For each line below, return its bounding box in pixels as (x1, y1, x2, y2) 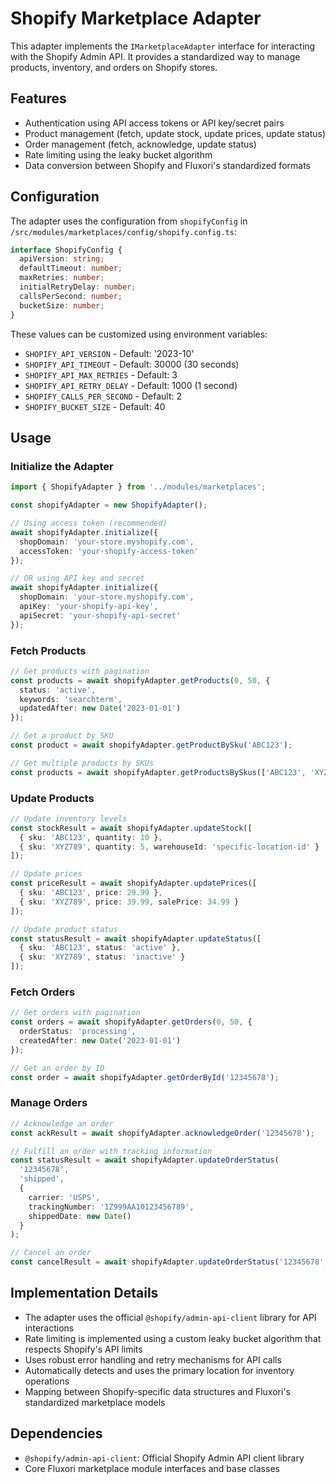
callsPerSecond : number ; (19, 291, 123, 301)
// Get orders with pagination (10, 1008, 141, 1018)
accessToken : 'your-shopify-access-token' (19, 546, 199, 556)
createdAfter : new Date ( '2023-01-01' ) (19, 1036, 182, 1046)
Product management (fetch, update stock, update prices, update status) (24, 127, 326, 139)
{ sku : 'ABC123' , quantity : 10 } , (19, 832, 163, 842)
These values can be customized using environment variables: (10, 328, 268, 340)
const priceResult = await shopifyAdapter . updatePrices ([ (10, 878, 257, 889)
